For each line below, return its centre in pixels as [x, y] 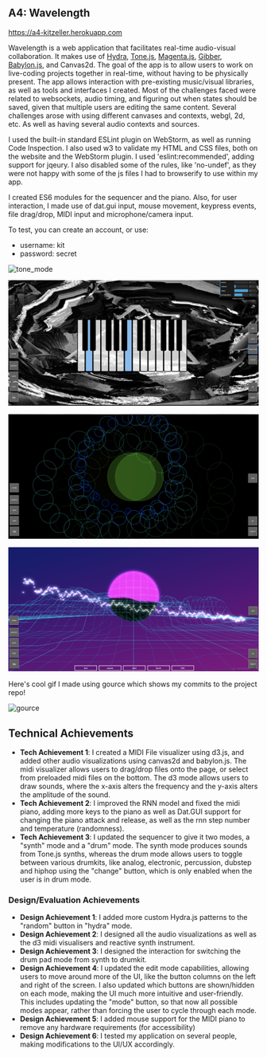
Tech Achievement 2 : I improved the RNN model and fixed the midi [130, 804]
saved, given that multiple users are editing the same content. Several [122, 107]
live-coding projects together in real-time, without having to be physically [128, 73]
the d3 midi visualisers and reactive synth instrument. [107, 943]
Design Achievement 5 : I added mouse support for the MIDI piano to [132, 1019]
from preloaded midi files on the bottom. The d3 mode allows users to [134, 778]
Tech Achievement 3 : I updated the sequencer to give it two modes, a [135, 837]
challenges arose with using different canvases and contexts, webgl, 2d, [127, 116]
